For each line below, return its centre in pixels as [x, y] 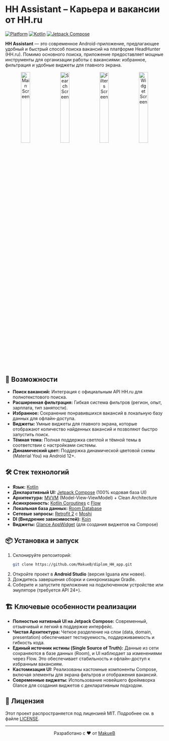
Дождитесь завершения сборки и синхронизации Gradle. [74, 580]
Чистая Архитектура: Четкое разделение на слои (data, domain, [82, 632]
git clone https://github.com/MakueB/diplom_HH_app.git [72, 564]
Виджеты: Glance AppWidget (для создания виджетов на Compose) [85, 524]
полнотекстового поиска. [40, 397]
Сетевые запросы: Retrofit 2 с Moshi [52, 514]
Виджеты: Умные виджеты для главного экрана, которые [75, 424]
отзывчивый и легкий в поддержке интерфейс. [63, 627]
